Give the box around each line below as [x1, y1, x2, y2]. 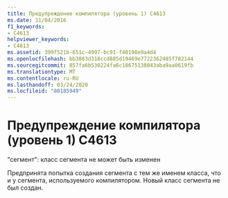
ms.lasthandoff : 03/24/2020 [7, 81, 89, 88]
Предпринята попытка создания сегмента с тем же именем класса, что [7, 169, 222, 177]
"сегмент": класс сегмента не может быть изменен [7, 156, 161, 164]
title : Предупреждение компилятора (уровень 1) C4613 [7, 10, 166, 17]
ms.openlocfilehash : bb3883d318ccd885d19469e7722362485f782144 [7, 56, 194, 63]
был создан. [7, 183, 44, 192]
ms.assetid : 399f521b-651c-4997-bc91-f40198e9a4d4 [7, 49, 157, 56]
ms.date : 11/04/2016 [7, 17, 67, 24]
